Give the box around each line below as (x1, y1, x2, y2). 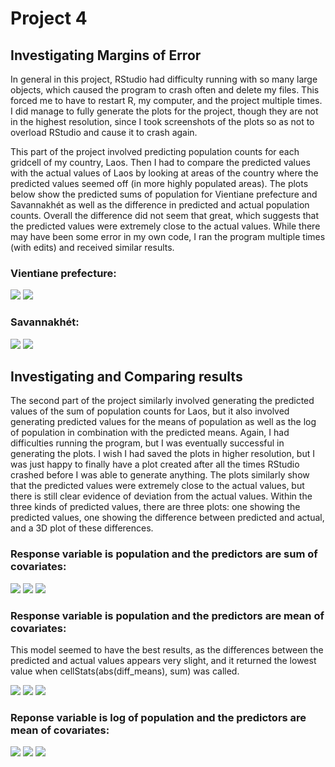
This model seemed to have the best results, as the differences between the (10, 644, 324, 656)
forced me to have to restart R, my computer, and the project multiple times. (10, 95, 323, 106)
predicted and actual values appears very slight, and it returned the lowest (10, 655, 317, 666)
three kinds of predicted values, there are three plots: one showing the (10, 501, 301, 513)
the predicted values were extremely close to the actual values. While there (10, 220, 321, 232)
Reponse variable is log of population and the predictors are (10, 710, 307, 724)
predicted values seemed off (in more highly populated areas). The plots (10, 178, 309, 189)
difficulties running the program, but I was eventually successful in (10, 437, 285, 449)
